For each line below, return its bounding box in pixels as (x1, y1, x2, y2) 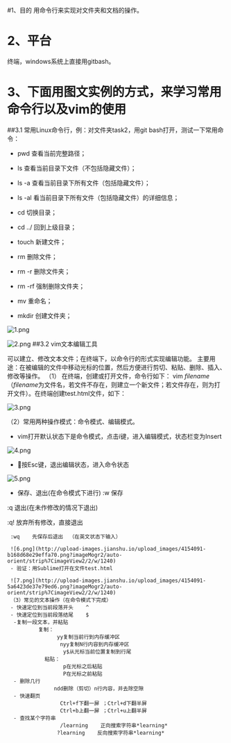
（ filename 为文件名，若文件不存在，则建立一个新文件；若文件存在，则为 (7, 381, 215, 389)
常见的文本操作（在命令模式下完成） (24, 596, 112, 603)
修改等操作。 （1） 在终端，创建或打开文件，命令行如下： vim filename (7, 371, 210, 380)
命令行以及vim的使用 (7, 101, 126, 117)
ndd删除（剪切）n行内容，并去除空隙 (53, 685, 144, 692)
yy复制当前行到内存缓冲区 (56, 633, 120, 640)
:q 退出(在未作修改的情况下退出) (7, 503, 99, 512)
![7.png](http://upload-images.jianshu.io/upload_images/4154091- (10, 577, 207, 584)
